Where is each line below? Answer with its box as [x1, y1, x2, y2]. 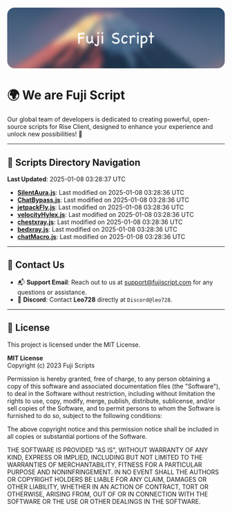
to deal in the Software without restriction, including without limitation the [7, 389, 215, 397]
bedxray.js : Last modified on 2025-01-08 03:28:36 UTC [17, 225, 177, 234]
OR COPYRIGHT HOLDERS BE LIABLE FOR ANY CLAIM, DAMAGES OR [7, 475, 207, 483]
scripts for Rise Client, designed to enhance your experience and [28, 123, 213, 131]
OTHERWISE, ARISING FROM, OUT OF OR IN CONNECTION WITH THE [7, 490, 209, 498]
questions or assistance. [17, 288, 88, 296]
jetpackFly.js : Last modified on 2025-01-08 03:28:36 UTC [17, 203, 184, 211]
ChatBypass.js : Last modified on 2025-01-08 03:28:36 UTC [17, 196, 190, 205]
